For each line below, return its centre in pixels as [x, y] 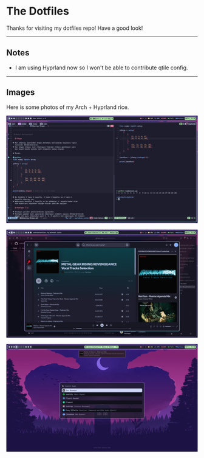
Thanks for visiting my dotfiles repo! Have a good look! [75, 28]
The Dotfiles [38, 11]
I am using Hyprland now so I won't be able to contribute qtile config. [101, 68]
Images [21, 92]
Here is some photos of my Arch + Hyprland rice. [68, 107]
